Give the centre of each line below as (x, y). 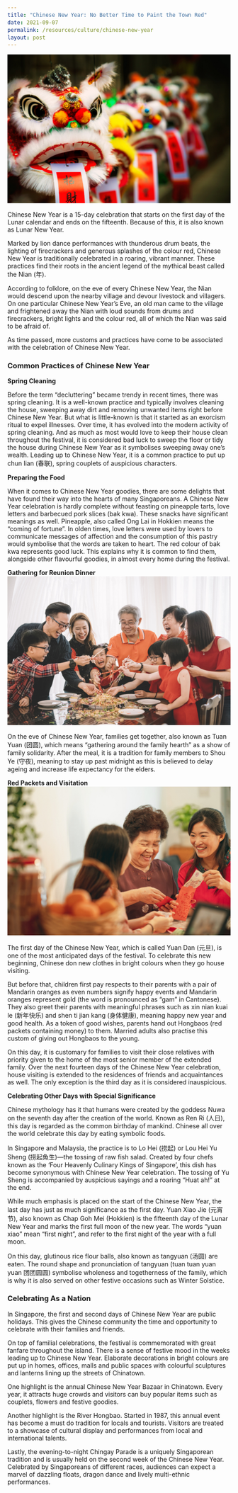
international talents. (37, 1438)
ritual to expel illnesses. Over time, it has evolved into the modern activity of (118, 425)
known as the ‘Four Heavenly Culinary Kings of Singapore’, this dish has (112, 1164)
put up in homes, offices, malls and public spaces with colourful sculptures (117, 1365)
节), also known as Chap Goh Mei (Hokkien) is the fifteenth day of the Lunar (118, 1218)
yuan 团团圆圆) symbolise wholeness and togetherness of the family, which (117, 1272)
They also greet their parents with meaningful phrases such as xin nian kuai (118, 1006)
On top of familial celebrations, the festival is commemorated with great (112, 1343)
